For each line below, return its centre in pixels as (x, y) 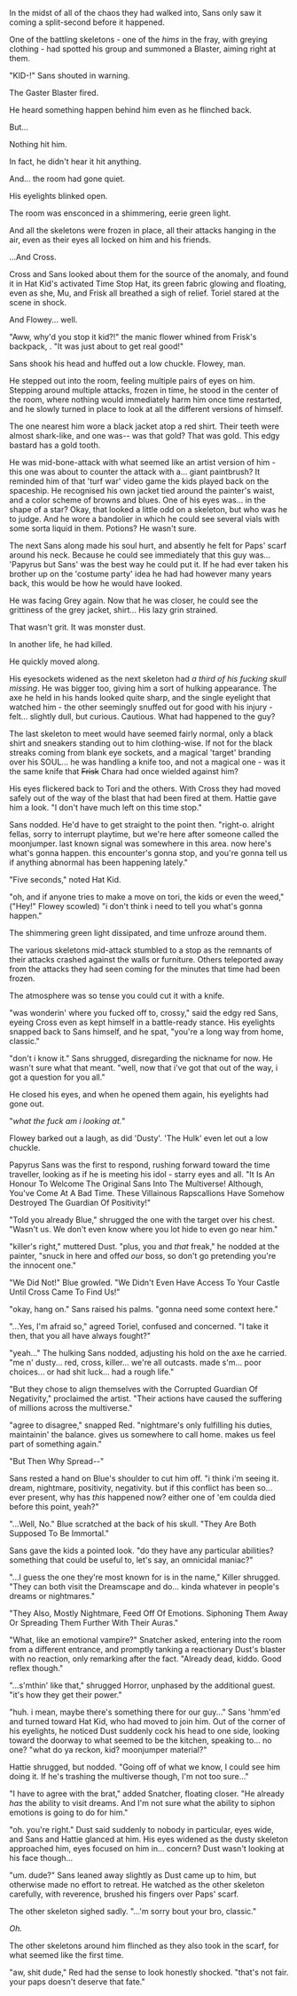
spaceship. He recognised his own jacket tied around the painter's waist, (142, 491)
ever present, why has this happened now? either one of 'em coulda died (143, 1497)
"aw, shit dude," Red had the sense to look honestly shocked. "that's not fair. (149, 1972)
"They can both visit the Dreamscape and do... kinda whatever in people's (145, 1587)
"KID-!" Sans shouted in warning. (70, 75)
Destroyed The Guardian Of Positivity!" (80, 1203)
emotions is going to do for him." (69, 1812)
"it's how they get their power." (66, 1695)
